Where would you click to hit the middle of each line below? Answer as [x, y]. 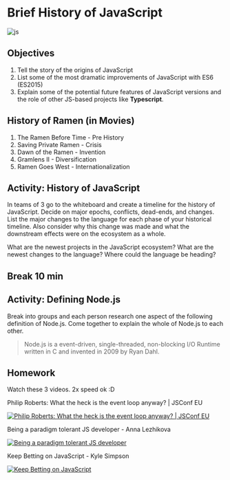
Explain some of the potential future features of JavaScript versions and [119, 91]
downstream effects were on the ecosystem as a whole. [87, 234]
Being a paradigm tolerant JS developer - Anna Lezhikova [89, 429]
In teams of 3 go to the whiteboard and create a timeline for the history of [111, 205]
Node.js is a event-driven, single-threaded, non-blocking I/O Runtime [122, 344]
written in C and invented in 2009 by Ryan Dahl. [92, 351]
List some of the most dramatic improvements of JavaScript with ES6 [115, 77]
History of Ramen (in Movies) [71, 121]
